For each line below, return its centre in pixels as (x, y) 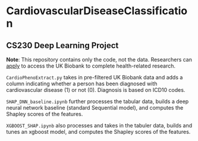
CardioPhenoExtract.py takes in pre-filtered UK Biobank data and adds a (95, 77)
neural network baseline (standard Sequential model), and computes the (95, 108)
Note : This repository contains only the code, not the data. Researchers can (99, 60)
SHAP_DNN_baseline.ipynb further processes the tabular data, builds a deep (98, 101)
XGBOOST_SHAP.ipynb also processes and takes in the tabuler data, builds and (99, 125)
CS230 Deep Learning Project (62, 45)
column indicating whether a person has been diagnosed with (82, 84)
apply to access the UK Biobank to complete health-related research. (91, 66)
